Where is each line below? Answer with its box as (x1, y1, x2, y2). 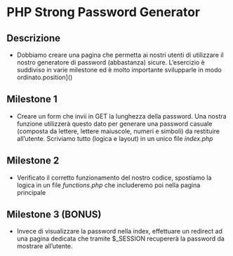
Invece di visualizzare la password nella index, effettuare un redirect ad (16, 227, 222, 236)
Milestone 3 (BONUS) (6, 208, 102, 221)
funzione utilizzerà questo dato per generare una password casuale (16, 119, 213, 128)
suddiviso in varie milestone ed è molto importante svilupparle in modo (16, 66, 222, 74)
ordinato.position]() (16, 73, 73, 81)
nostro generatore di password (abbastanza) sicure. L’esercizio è (16, 58, 205, 67)
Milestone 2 (6, 155, 60, 167)
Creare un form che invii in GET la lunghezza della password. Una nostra (16, 112, 227, 120)
